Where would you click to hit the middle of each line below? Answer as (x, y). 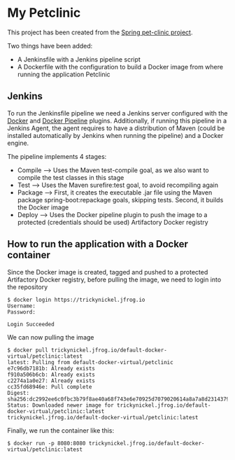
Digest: (19, 393)
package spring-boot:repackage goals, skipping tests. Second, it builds (120, 200)
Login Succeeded (31, 324)
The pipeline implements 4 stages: (57, 156)
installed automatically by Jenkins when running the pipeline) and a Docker (115, 135)
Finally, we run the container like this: (61, 430)
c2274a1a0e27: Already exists (51, 381)
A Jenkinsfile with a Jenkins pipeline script (79, 59)
